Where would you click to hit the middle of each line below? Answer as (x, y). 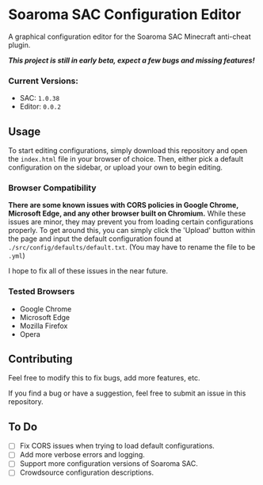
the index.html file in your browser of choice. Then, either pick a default (126, 159)
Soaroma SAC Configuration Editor (125, 15)
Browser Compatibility (52, 188)
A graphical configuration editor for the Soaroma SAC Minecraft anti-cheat (130, 36)
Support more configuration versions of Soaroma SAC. (109, 464)
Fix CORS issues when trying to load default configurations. (117, 446)
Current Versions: (44, 81)
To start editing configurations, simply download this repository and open (128, 151)
